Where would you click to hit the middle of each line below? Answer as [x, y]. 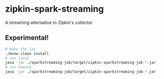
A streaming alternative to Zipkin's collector [49, 22]
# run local [17, 58]
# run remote [18, 67]
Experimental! [27, 38]
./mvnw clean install [27, 54]
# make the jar [20, 49]
